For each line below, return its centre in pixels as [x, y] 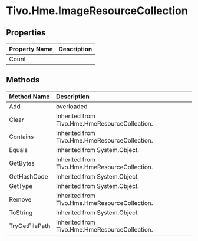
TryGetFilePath [30, 226]
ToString [21, 212]
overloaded [72, 106]
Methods [23, 80]
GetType [21, 186]
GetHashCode [29, 176]
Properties [26, 33]
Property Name [31, 49]
